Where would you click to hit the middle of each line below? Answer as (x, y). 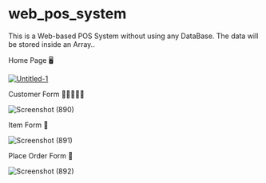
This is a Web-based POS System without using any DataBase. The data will (133, 36)
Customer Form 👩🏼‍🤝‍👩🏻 (47, 94)
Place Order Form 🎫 (41, 155)
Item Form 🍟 (28, 125)
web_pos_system (67, 14)
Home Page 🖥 (31, 60)
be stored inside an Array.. (52, 44)
